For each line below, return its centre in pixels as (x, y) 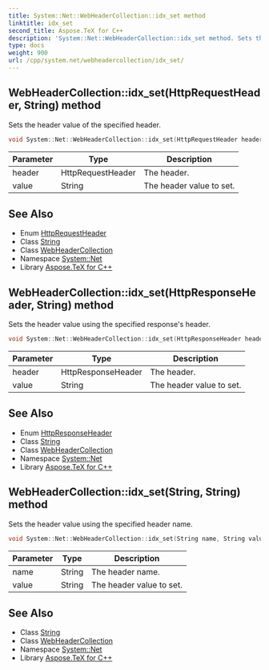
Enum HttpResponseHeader (66, 433)
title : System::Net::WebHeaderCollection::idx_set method (107, 16)
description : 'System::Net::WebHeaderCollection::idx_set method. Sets (130, 38)
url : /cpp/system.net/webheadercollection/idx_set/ (96, 61)
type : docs (26, 46)
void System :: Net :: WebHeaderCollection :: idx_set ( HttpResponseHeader (125, 339)
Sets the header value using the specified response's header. (109, 325)
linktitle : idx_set (41, 23)
